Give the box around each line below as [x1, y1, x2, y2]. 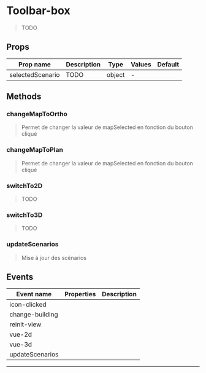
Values [131, 60, 151, 68]
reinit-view [9, 320, 42, 329]
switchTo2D [6, 181, 43, 190]
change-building [9, 310, 58, 319]
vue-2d [9, 330, 32, 339]
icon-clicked [9, 300, 47, 309]
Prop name [18, 60, 51, 68]
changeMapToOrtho [6, 110, 67, 119]
